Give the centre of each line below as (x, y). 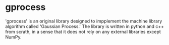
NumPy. (13, 37)
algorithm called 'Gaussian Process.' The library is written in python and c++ (85, 26)
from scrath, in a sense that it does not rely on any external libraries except (83, 31)
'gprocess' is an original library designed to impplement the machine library (84, 21)
